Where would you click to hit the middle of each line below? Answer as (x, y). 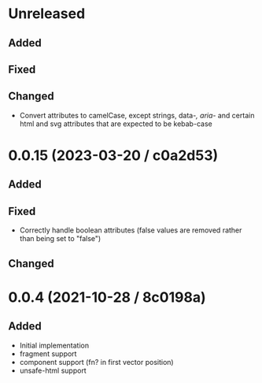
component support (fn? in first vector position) (97, 362)
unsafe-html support (53, 370)
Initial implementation (54, 345)
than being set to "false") (60, 239)
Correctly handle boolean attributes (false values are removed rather (131, 230)
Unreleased (47, 14)
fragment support (48, 353)
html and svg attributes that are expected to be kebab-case (116, 124)
